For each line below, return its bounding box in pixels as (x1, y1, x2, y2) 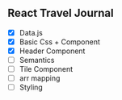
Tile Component (19, 65, 74, 74)
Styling (19, 82, 44, 92)
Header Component (19, 46, 86, 56)
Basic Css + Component (19, 36, 100, 47)
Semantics (19, 56, 55, 65)
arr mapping (19, 73, 61, 83)
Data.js (19, 27, 44, 37)
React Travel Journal (7, 6, 114, 20)
